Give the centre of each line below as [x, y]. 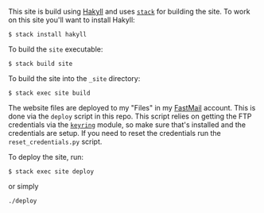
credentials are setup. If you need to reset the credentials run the [115, 133]
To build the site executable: [56, 49]
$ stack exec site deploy [51, 172]
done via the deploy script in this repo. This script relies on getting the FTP [130, 116]
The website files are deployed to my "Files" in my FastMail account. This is [132, 108]
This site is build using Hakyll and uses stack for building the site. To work [129, 12]
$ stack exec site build [49, 93]
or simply [23, 186]
